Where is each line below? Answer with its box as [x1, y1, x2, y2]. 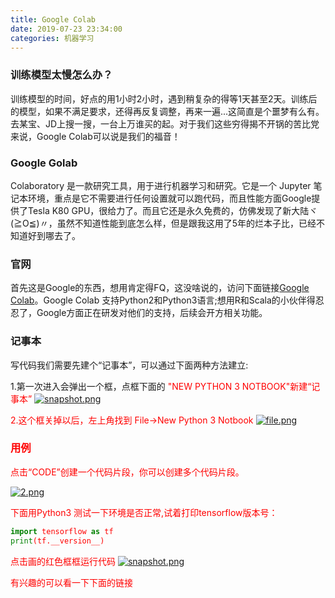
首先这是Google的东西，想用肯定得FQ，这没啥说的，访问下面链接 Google [10, 282, 310, 294]
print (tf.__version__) [10, 536, 105, 546]
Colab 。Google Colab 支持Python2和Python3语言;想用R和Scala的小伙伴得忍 [10, 294, 325, 306]
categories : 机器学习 [10, 33, 95, 43]
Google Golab [10, 156, 78, 170]
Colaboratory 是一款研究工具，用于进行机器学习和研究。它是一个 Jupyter [10, 179, 312, 191]
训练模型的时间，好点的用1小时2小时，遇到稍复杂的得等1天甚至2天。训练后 [10, 92, 318, 105]
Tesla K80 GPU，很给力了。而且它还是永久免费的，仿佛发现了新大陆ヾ [27, 204, 318, 216]
